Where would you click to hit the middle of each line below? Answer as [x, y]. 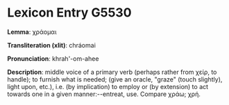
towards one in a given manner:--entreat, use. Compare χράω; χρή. [104, 94]
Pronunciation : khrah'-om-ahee [53, 58]
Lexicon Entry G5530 [69, 13]
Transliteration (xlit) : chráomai [51, 45]
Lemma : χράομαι [32, 32]
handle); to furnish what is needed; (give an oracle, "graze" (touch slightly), [115, 79]
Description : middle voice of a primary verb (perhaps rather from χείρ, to [112, 72]
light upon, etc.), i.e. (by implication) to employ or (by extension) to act [108, 86]
